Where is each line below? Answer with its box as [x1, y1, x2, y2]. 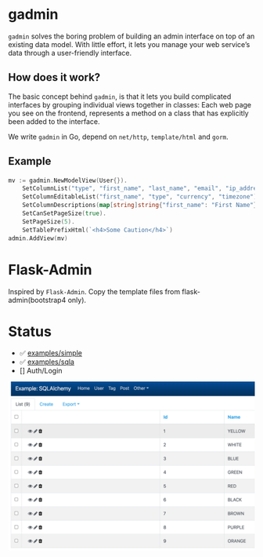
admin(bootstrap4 [8, 295, 67, 304]
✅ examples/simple [19, 348, 82, 358]
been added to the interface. [8, 116, 100, 126]
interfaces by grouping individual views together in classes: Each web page [8, 100, 252, 109]
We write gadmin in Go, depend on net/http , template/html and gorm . [8, 132, 229, 141]
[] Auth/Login [19, 366, 63, 376]
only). [67, 295, 87, 304]
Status [8, 322, 52, 340]
